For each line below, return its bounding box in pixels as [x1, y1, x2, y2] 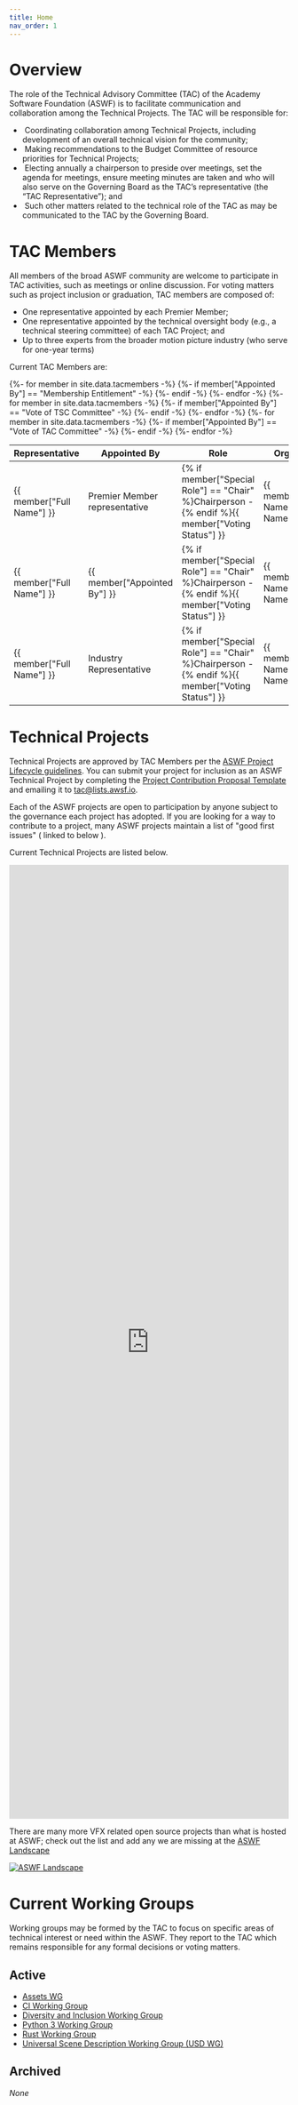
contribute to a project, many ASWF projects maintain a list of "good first [9, 820, 275, 831]
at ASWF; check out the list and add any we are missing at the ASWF [9, 1836, 261, 1846]
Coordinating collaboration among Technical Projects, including [24, 125, 256, 136]
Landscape [9, 1845, 51, 1856]
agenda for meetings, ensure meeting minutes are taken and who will [21, 172, 275, 183]
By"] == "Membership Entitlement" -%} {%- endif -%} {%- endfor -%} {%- [9, 388, 284, 399]
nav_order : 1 [9, 21, 58, 30]
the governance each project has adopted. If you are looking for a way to [9, 811, 276, 822]
